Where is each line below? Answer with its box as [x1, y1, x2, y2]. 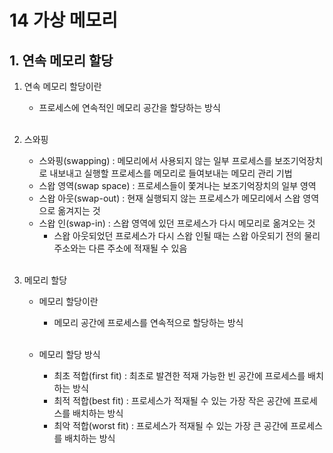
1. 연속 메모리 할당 [9, 52, 114, 69]
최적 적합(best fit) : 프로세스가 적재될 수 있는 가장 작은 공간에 [53, 395, 292, 406]
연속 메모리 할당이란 [23, 81, 102, 92]
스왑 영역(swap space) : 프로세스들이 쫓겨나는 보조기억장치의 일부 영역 [38, 180, 317, 191]
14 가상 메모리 [9, 9, 119, 32]
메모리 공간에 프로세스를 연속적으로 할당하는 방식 [53, 317, 244, 328]
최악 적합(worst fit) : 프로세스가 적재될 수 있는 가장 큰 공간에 [53, 420, 289, 431]
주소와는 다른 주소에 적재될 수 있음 [53, 242, 188, 254]
